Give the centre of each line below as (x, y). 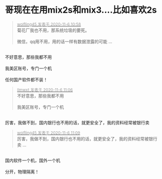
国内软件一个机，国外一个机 (33, 160)
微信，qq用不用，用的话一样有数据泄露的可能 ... (65, 41)
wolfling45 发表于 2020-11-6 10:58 (49, 24)
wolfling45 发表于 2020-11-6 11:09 (49, 133)
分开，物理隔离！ (22, 172)
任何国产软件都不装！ (26, 80)
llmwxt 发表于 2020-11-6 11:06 (45, 90)
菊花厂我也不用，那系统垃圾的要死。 (53, 30)
